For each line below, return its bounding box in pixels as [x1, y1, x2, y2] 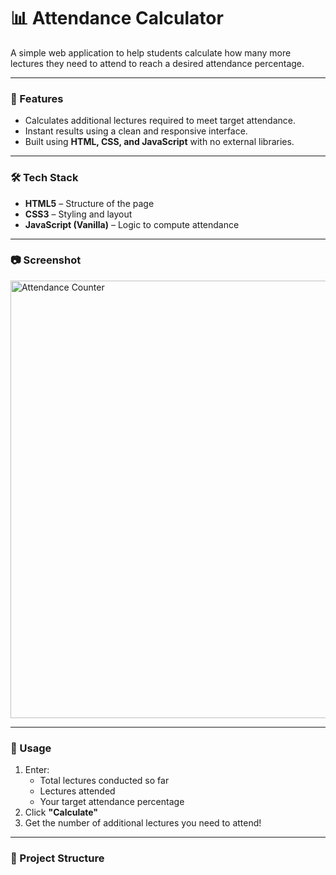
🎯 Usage [10, 741, 52, 755]
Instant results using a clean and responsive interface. [24, 125, 248, 137]
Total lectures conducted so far [39, 775, 170, 787]
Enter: [24, 764, 50, 776]
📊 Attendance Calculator [10, 7, 224, 30]
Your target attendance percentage [39, 796, 185, 808]
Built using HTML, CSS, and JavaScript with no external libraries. [24, 136, 295, 148]
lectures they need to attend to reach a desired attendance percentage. [10, 57, 305, 69]
